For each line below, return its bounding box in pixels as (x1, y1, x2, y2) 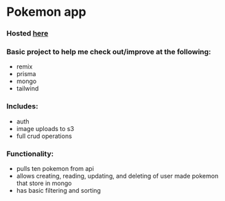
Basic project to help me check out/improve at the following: (6, 47, 211, 57)
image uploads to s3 (16, 124, 75, 132)
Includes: (6, 102, 38, 111)
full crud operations (16, 132, 73, 140)
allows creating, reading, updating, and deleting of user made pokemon (16, 172, 219, 180)
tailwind (16, 84, 39, 93)
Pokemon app (6, 4, 86, 20)
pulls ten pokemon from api (16, 165, 94, 172)
